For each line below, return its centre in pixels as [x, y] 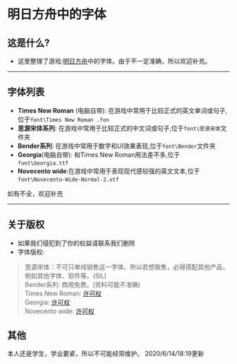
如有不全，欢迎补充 [35, 193]
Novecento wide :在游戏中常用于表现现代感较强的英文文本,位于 [109, 171]
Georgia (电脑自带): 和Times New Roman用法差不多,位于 [99, 154]
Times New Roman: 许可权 [63, 293]
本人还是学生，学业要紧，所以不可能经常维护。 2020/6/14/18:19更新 [106, 353]
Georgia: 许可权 [47, 302]
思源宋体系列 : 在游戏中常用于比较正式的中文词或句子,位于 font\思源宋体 [119, 128]
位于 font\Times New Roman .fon [63, 119]
